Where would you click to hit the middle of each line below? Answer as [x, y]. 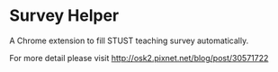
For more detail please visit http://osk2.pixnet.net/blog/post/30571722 [139, 58]
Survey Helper [64, 16]
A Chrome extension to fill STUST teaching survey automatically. [129, 40]
